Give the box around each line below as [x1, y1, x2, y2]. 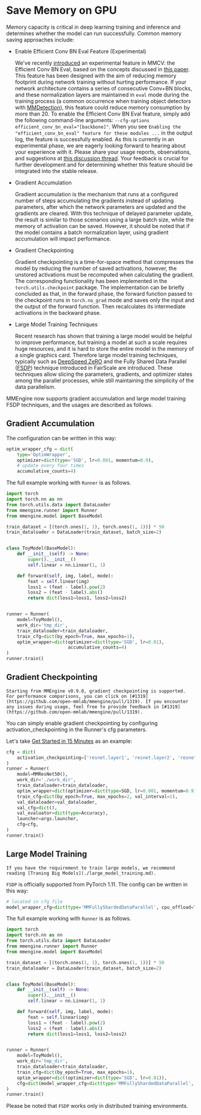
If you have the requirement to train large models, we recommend [6, 865, 175, 871]
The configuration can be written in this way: [6, 435, 117, 442]
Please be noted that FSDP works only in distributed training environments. [6, 1102, 188, 1110]
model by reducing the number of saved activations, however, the [14, 265, 177, 272]
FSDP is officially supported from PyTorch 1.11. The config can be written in [6, 880, 188, 888]
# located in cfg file [6, 898, 63, 904]
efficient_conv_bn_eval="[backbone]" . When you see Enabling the [14, 123, 181, 130]
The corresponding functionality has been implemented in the [14, 277, 167, 284]
